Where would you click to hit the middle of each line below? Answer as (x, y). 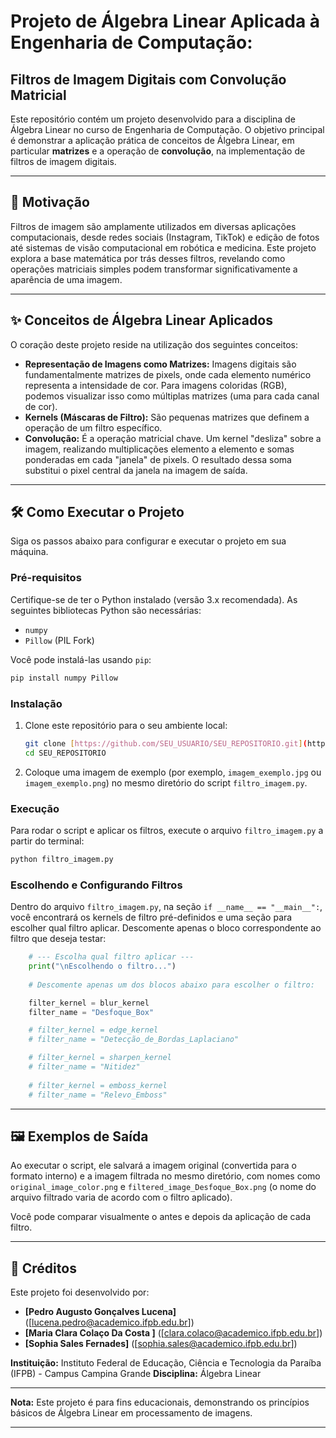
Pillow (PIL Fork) (59, 640)
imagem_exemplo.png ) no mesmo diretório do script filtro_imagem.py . (166, 782)
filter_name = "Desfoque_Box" (91, 1012)
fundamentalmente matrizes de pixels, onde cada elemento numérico (168, 374)
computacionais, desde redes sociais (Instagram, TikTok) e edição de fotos (165, 237)
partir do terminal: (47, 841)
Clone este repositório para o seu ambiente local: (126, 725)
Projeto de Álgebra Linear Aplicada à (165, 21)
